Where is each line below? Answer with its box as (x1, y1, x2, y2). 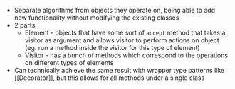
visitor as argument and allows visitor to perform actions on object (24, 36, 219, 44)
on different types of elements (24, 59, 114, 66)
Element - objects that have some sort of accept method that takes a (24, 28, 226, 37)
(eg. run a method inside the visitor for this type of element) (24, 44, 201, 52)
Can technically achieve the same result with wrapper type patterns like (14, 66, 225, 74)
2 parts (14, 21, 36, 29)
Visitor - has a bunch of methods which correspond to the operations (24, 51, 229, 59)
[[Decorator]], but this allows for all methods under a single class (14, 73, 205, 82)
